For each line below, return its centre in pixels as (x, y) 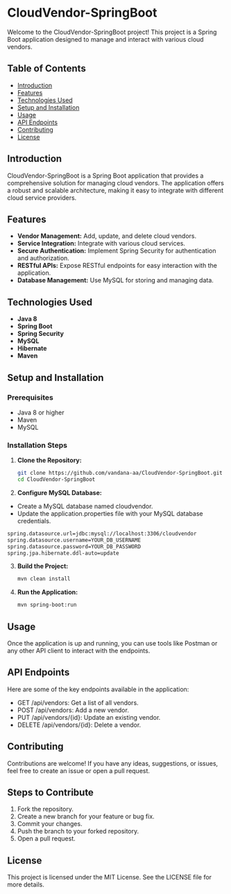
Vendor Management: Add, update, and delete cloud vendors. (107, 236)
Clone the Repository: (49, 460)
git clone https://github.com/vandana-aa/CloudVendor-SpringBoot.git (120, 473)
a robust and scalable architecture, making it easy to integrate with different (115, 190)
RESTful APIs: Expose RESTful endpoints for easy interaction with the (117, 266)
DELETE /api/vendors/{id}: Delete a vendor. (79, 725)
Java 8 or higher (41, 412)
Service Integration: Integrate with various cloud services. (101, 244)
